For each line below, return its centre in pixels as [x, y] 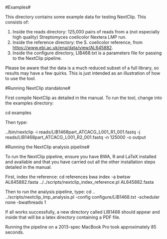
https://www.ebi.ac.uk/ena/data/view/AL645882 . [63, 48]
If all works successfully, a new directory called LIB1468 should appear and [83, 212]
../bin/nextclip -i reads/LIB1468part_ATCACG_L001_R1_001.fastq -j [73, 132]
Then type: [16, 122]
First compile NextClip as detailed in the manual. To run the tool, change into [83, 98]
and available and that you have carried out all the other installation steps [80, 162]
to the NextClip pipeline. [37, 58]
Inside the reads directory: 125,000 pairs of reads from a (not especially [86, 32]
